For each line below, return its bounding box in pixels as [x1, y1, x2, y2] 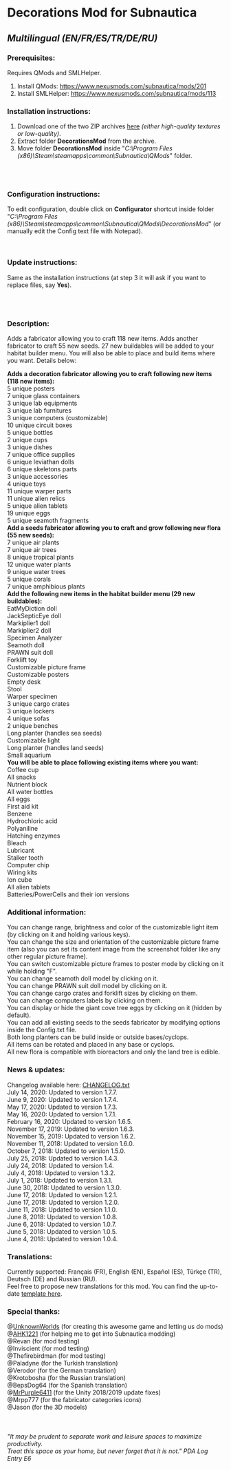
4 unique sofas [7, 714, 49, 722]
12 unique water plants [7, 560, 71, 569]
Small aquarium [7, 751, 52, 760]
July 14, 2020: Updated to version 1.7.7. [7, 1088, 118, 1096]
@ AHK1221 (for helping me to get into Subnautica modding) [7, 1330, 176, 1338]
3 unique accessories [7, 473, 69, 481]
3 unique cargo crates [7, 700, 70, 708]
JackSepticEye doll [7, 612, 62, 620]
